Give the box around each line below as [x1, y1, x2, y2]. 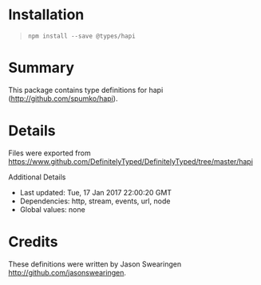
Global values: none [19, 204, 85, 214]
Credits [8, 233, 58, 251]
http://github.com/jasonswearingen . [8, 267, 126, 277]
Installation [8, 6, 85, 24]
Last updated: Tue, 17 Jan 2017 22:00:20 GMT [19, 187, 172, 197]
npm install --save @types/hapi [27, 32, 136, 40]
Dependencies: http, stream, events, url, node [19, 196, 171, 206]
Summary [8, 58, 74, 77]
